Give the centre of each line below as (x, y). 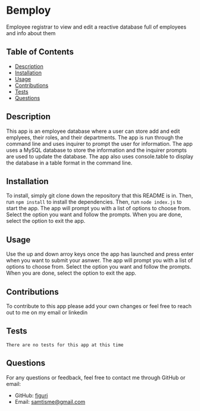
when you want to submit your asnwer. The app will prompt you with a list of (100, 260)
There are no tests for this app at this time (65, 345)
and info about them (31, 33)
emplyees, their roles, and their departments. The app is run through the (95, 137)
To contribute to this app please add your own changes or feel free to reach (99, 306)
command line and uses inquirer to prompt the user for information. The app (99, 144)
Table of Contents (40, 52)
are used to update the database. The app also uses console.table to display (100, 156)
